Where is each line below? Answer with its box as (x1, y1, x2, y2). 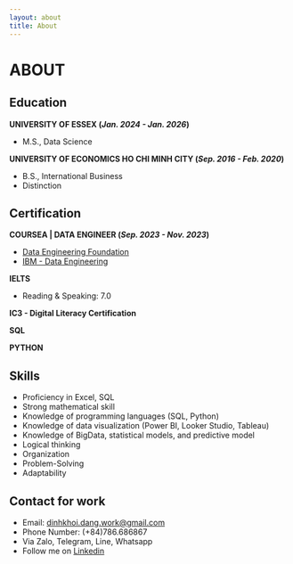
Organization (21, 449, 69, 460)
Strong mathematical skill (21, 402, 116, 413)
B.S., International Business (21, 170, 123, 181)
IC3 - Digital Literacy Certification (9, 308, 136, 319)
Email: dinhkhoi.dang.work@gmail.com (21, 517, 166, 527)
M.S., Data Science (21, 135, 93, 147)
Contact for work (9, 494, 106, 509)
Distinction (21, 180, 62, 191)
